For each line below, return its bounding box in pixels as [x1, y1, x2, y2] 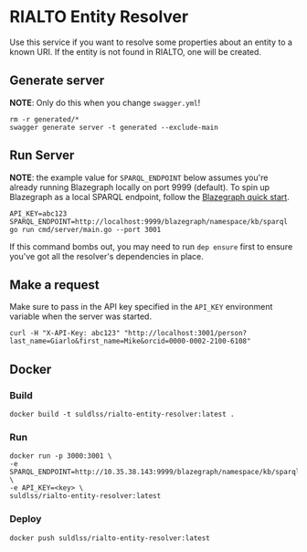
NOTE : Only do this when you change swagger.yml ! [9, 97, 201, 108]
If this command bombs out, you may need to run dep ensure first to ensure [9, 240, 293, 252]
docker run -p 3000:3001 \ [9, 451, 112, 461]
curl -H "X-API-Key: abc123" [9, 329, 121, 338]
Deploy [9, 513, 42, 525]
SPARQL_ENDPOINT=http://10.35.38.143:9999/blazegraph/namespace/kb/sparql [9, 468, 301, 477]
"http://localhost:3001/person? [123, 329, 248, 338]
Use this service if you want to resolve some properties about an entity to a [9, 37, 292, 48]
